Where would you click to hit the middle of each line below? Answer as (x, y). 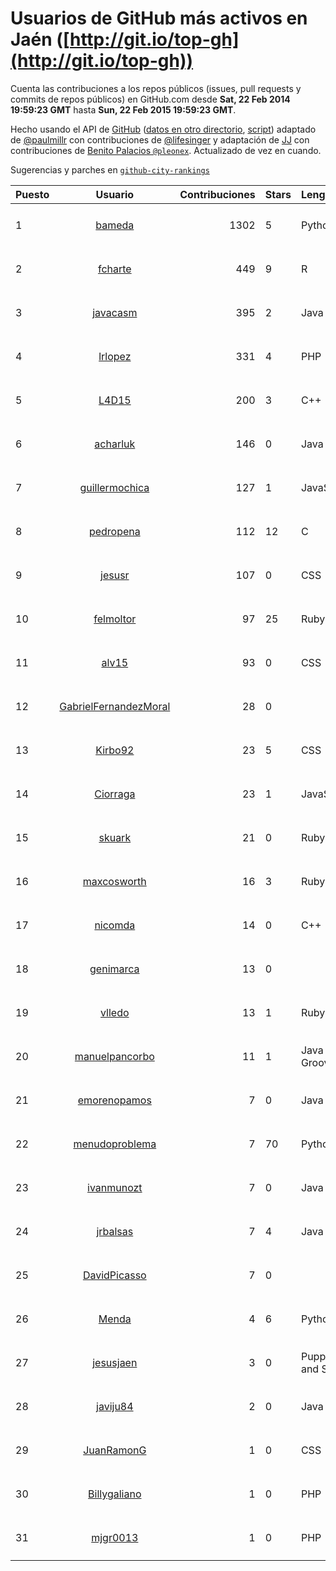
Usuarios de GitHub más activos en (159, 18)
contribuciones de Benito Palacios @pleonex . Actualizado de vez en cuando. (166, 150)
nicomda (115, 925)
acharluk (115, 444)
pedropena (114, 531)
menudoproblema (115, 1144)
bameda (115, 225)
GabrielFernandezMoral (115, 706)
